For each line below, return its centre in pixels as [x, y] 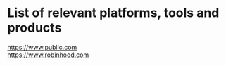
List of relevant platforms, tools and [113, 13]
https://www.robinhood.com [48, 55]
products [34, 28]
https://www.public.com [42, 47]
